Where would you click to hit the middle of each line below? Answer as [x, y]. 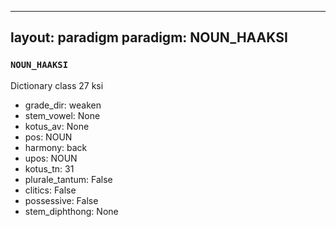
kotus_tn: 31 [49, 168]
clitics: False [50, 190]
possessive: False [61, 200]
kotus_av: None [57, 126]
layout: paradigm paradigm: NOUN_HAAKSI [149, 37]
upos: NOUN [51, 158]
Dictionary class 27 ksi [57, 85]
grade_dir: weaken [63, 105]
